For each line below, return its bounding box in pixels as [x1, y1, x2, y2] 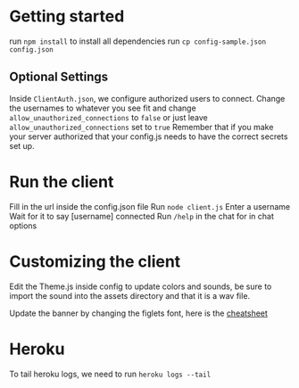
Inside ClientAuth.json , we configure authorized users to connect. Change [9, 93, 286, 103]
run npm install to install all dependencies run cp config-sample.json [9, 36, 266, 46]
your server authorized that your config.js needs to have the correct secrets [9, 131, 288, 142]
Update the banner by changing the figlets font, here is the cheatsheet [9, 308, 268, 318]
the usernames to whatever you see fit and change [9, 103, 196, 113]
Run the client [9, 171, 114, 192]
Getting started [9, 6, 125, 27]
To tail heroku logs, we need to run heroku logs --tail [9, 368, 212, 379]
